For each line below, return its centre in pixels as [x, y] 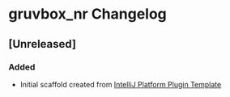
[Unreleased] [43, 44]
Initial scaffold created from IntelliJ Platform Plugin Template [121, 84]
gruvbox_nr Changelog [88, 14]
